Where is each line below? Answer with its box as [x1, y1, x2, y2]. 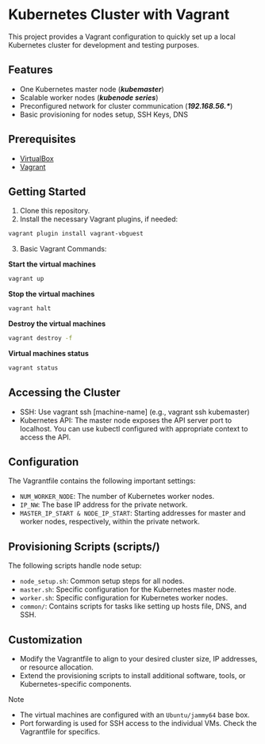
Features [8, 63, 53, 77]
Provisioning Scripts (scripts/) [8, 539, 160, 553]
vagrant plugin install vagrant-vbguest [8, 230, 144, 238]
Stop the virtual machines [8, 290, 95, 299]
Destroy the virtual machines [8, 319, 106, 328]
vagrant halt [8, 305, 52, 313]
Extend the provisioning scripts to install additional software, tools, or [19, 671, 246, 680]
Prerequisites [8, 132, 76, 146]
